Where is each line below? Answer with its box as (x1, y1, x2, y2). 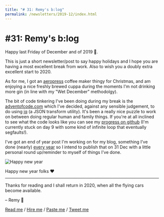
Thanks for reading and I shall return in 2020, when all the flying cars (5, 182, 144, 189)
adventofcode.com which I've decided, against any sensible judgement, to (5, 103, 155, 109)
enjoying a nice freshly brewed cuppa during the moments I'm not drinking (5, 84, 155, 90)
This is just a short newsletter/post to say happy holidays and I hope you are (5, 58, 158, 64)
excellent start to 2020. (5, 69, 52, 75)
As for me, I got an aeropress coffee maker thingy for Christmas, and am (5, 78, 151, 84)
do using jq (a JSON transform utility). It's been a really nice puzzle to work (5, 109, 156, 115)
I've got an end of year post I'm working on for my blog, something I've (5, 139, 148, 145)
